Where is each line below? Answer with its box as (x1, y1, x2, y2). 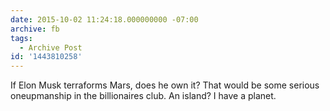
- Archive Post (19, 42, 83, 53)
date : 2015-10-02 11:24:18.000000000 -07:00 (10, 14, 199, 25)
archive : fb (10, 24, 60, 34)
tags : (10, 33, 33, 43)
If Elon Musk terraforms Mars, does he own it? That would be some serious (10, 79, 320, 91)
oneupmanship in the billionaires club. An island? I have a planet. (10, 90, 277, 102)
